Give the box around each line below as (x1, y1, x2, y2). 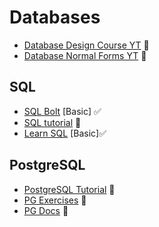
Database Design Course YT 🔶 (23, 39, 150, 51)
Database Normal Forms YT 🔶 (23, 49, 147, 61)
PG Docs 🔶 (23, 204, 69, 216)
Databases (9, 6, 101, 29)
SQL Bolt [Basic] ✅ (23, 105, 102, 117)
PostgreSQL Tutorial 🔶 (23, 183, 116, 195)
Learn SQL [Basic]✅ (23, 127, 107, 139)
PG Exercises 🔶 (23, 194, 87, 206)
